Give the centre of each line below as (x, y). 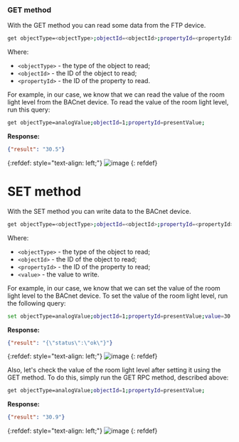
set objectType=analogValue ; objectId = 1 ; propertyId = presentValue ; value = (116, 316)
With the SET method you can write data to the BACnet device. (99, 211)
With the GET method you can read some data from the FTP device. (107, 26)
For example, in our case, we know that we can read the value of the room (116, 95)
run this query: (29, 110)
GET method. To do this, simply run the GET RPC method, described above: (118, 377)
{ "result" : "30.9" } (36, 417)
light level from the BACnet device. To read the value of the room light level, (118, 102)
